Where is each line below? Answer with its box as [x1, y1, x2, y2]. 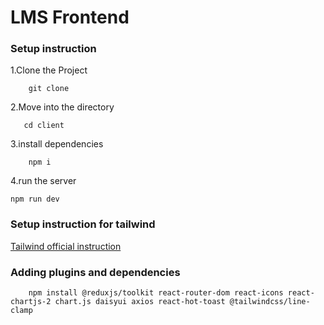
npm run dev [10, 194, 60, 205]
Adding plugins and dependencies [10, 265, 181, 279]
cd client [23, 121, 65, 131]
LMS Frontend [10, 6, 130, 29]
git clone [28, 84, 70, 94]
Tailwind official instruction [10, 240, 122, 252]
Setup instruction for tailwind [10, 217, 156, 231]
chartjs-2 [10, 297, 52, 307]
